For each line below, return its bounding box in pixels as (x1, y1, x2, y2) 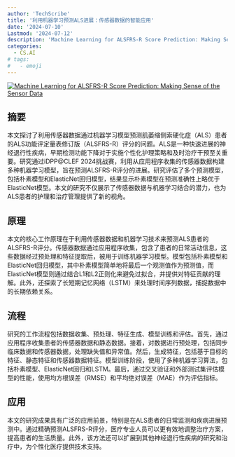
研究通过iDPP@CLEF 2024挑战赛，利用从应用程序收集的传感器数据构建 (19, 157, 225, 165)
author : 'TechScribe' (7, 10, 71, 18)
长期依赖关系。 (13, 287, 57, 296)
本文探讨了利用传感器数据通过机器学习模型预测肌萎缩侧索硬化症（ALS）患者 (7, 131, 227, 139)
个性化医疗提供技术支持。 (31, 442, 106, 451)
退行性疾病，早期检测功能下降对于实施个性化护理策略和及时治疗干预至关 (13, 149, 222, 157)
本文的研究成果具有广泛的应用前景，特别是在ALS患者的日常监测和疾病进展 (7, 416, 222, 424)
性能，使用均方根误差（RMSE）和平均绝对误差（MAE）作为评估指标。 (19, 374, 222, 382)
